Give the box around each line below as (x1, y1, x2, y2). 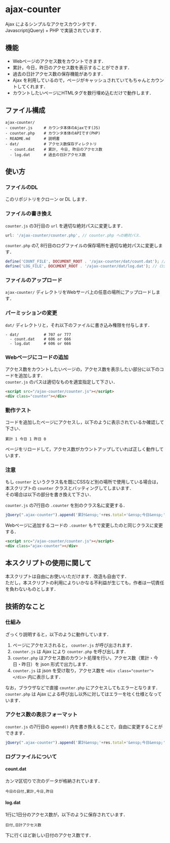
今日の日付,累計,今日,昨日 (5, 789, 54, 794)
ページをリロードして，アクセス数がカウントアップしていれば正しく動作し (5, 446, 159, 452)
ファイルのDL (5, 184, 38, 191)
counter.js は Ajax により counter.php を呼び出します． (12, 648, 129, 654)
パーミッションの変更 (5, 310, 57, 317)
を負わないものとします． (5, 586, 59, 592)
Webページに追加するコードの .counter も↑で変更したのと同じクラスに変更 (5, 522, 163, 528)
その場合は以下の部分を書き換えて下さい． (5, 491, 94, 498)
